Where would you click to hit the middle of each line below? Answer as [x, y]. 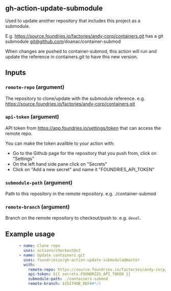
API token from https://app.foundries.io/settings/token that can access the [83, 128]
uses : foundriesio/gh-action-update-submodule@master [82, 260]
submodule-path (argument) [39, 182]
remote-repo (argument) [35, 87]
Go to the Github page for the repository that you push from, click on [84, 153]
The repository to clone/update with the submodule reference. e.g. [75, 98]
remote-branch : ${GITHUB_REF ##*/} [64, 284]
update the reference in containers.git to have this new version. [72, 57]
